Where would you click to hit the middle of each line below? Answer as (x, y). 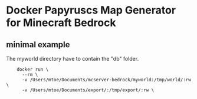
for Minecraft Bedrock (61, 23)
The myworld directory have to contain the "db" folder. (73, 59)
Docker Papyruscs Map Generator (91, 10)
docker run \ (33, 70)
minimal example (38, 44)
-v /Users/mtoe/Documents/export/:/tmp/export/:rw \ (88, 90)
